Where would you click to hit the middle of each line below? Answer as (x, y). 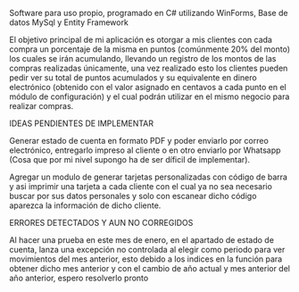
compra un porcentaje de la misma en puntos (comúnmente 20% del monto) (150, 49)
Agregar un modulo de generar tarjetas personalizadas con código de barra (149, 177)
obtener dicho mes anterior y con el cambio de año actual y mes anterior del (149, 268)
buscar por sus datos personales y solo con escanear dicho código (133, 196)
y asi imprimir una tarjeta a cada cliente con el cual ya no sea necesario (141, 186)
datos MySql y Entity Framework (69, 22)
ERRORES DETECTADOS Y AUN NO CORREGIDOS (101, 223)
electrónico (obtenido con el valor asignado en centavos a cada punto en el (148, 87)
